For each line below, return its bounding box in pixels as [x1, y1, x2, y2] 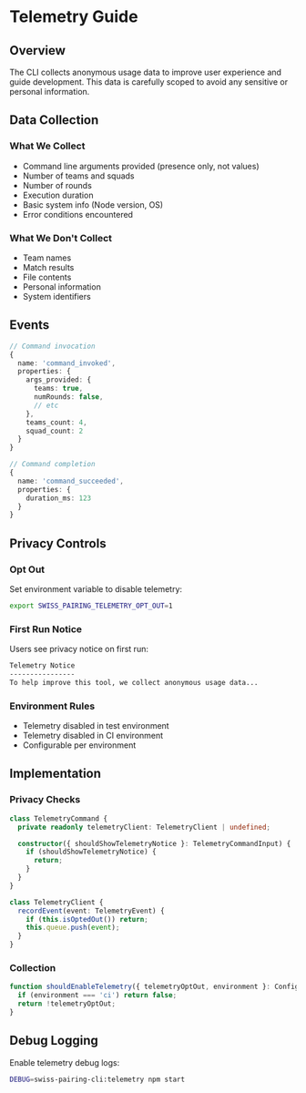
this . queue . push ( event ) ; [25, 923, 120, 933]
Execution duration [22, 189, 94, 200]
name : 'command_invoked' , [17, 358, 117, 368]
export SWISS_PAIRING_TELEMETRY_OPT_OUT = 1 [9, 601, 173, 610]
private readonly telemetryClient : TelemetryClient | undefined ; [17, 822, 271, 832]
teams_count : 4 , [25, 417, 88, 427]
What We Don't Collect [9, 231, 112, 244]
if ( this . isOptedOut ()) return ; [25, 914, 148, 924]
